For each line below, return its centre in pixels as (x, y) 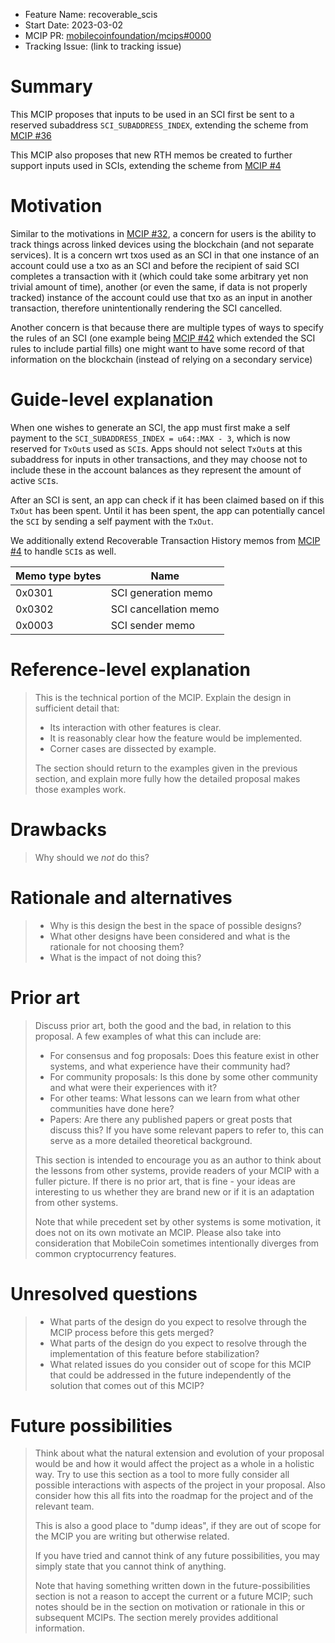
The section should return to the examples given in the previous (166, 768)
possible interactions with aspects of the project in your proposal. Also (180, 1485)
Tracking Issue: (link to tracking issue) (103, 46)
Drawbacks (58, 829)
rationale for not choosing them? (117, 946)
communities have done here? (112, 1108)
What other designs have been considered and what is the (170, 936)
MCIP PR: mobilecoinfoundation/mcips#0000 (118, 35)
